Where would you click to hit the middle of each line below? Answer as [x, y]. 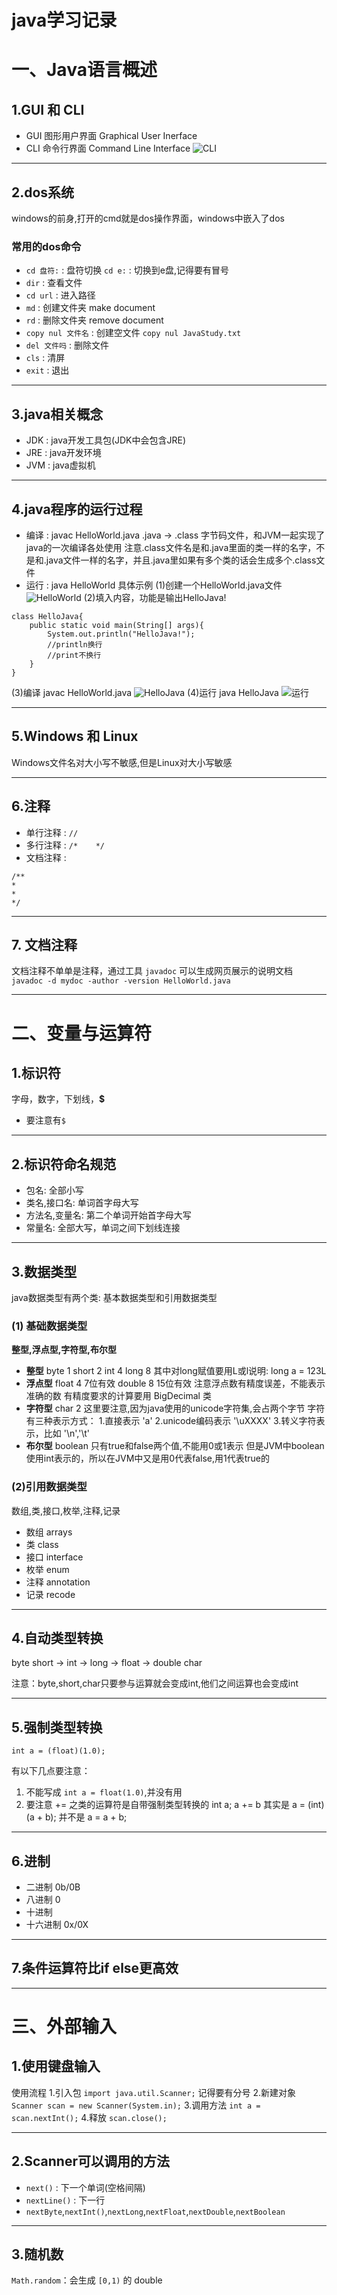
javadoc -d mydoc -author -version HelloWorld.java [121, 981]
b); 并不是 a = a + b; [86, 1817]
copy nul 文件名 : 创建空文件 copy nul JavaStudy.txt [133, 333]
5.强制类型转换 [57, 1727]
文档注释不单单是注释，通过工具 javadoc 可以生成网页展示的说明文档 [152, 971]
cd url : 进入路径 [60, 295]
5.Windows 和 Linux [75, 736]
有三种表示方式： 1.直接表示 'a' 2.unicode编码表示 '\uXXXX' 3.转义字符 [171, 1421]
